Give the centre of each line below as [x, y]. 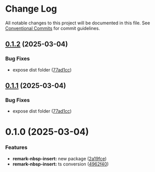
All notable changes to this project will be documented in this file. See [78, 23]
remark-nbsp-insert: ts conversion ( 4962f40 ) [61, 164]
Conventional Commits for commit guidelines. [53, 28]
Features [16, 148]
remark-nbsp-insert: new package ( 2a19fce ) [60, 158]
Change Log [31, 9]
